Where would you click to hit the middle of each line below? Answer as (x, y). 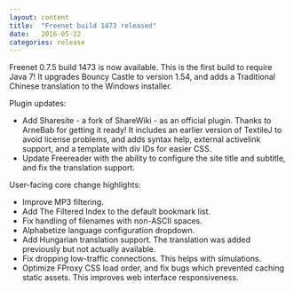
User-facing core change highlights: (75, 185)
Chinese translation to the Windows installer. (91, 86)
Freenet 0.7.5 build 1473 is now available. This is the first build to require (141, 67)
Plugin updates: (38, 104)
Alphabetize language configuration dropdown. (108, 231)
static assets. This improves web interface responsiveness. (130, 278)
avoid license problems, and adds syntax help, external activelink (141, 139)
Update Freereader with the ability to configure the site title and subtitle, (154, 158)
